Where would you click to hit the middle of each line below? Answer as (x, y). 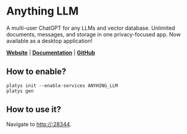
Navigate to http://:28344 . (39, 124)
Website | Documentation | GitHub (51, 52)
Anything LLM (42, 11)
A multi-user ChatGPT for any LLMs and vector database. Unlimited (91, 28)
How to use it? (34, 109)
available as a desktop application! (49, 41)
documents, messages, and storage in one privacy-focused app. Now (93, 34)
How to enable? (36, 72)
